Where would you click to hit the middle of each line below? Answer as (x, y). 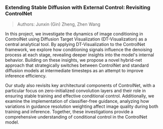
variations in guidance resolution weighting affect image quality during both (82, 107)
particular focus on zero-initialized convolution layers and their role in (76, 91)
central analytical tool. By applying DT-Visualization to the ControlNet (75, 44)
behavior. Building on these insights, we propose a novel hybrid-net (74, 60)
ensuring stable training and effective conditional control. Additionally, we (80, 96)
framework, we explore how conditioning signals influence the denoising (79, 50)
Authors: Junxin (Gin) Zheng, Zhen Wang (59, 24)
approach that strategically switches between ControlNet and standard (77, 65)
